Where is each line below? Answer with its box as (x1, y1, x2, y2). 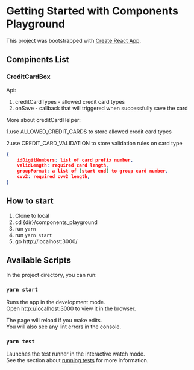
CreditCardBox (6, 72, 51, 81)
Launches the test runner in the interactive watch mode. (6, 350, 146, 357)
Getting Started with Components (6, 4, 179, 18)
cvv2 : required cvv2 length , (17, 174, 90, 180)
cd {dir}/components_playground (14, 218, 98, 226)
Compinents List (6, 54, 69, 65)
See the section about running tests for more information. (6, 357, 149, 364)
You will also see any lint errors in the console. (6, 323, 122, 330)
